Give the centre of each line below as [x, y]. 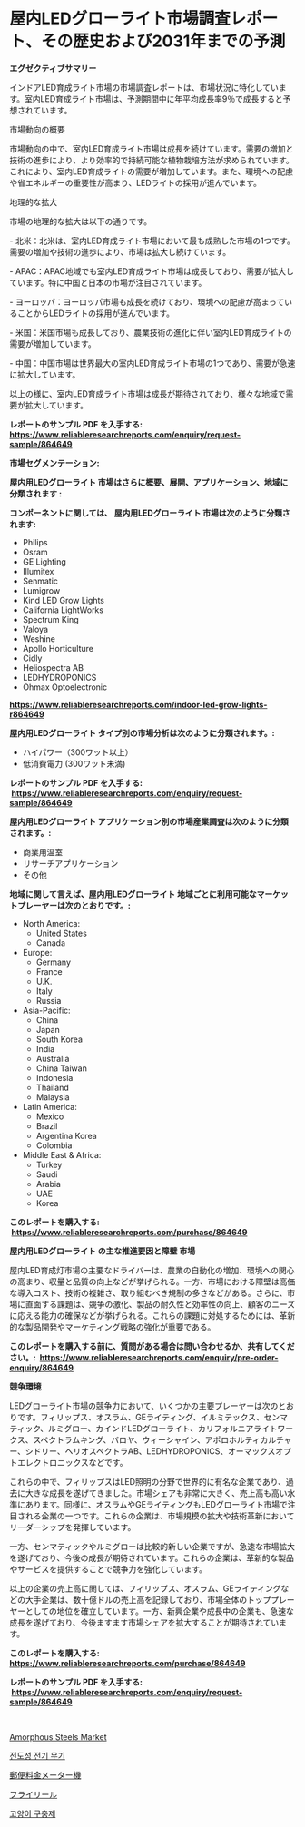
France [49, 971]
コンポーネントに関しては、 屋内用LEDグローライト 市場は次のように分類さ [150, 513]
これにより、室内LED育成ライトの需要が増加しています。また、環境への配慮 [151, 171]
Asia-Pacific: [46, 1010]
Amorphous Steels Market [58, 1737]
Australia [53, 1058]
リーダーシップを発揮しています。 [73, 1527]
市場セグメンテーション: [54, 463]
